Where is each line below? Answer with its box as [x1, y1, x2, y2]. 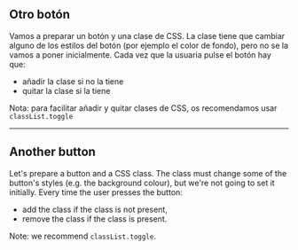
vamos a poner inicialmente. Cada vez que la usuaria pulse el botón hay [9, 49, 272, 60]
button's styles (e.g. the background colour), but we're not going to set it [9, 177, 275, 188]
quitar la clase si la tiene [21, 85, 111, 96]
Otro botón [9, 7, 71, 22]
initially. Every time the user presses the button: [9, 186, 184, 198]
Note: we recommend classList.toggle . [9, 230, 157, 241]
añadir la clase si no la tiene [21, 75, 124, 87]
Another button [9, 145, 96, 160]
